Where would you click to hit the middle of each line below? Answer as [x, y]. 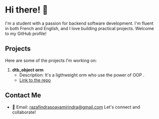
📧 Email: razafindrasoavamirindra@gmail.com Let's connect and [76, 107]
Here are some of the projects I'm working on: [51, 60]
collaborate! [24, 112]
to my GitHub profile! [26, 33]
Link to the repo [35, 80]
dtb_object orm [28, 70]
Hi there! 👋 [27, 10]
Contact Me [23, 96]
